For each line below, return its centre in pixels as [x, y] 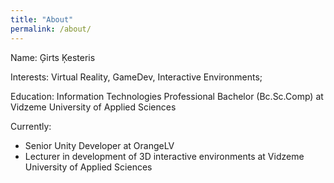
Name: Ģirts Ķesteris [53, 57]
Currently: [31, 126]
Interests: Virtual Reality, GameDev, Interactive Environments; [136, 77]
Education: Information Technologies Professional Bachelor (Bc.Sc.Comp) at [167, 96]
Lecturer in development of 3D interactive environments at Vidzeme [164, 156]
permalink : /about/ [51, 29]
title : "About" [42, 19]
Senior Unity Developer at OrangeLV [99, 145]
